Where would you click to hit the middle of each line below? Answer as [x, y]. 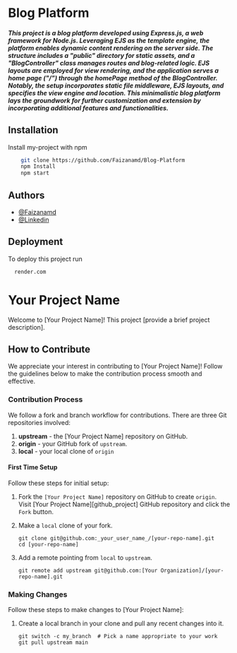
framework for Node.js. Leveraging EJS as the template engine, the [109, 40]
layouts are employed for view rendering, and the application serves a [114, 70]
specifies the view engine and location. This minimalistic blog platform [114, 92]
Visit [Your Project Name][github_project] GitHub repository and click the [124, 504]
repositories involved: [39, 422]
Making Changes [38, 594]
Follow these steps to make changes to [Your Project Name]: [96, 610]
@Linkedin [34, 220]
